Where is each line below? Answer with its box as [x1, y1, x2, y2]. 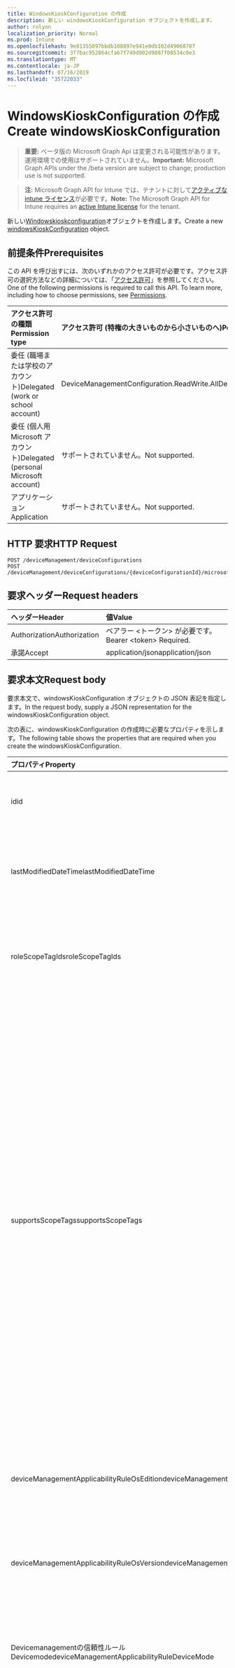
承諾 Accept [10, 648, 49, 658]
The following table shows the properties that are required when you [18, 733, 217, 742]
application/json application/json [106, 647, 211, 657]
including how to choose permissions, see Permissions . [7, 291, 168, 299]
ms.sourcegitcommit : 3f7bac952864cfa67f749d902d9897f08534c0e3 [7, 50, 196, 57]
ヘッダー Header [10, 612, 64, 622]
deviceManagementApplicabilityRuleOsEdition [10, 1474, 163, 1484]
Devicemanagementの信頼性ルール [10, 1642, 126, 1652]
